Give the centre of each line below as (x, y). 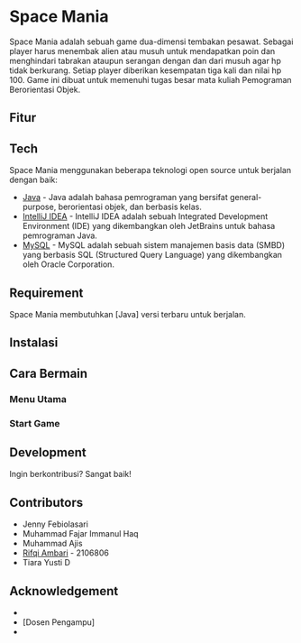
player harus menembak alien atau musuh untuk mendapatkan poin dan (142, 51)
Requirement (46, 293)
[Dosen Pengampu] (59, 622)
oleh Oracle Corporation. (68, 264)
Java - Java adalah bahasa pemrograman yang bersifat (125, 197)
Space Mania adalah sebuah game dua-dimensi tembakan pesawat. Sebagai (151, 41)
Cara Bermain (49, 373)
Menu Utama (38, 399)
